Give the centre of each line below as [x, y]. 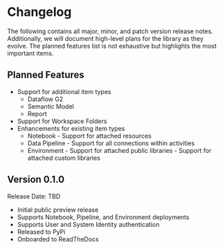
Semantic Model [51, 106]
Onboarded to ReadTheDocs [58, 239]
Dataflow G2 [45, 99]
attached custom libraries [64, 158]
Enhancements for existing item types [71, 128]
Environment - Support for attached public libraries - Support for [120, 150]
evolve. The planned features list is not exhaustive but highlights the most [112, 46]
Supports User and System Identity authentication [88, 224]
